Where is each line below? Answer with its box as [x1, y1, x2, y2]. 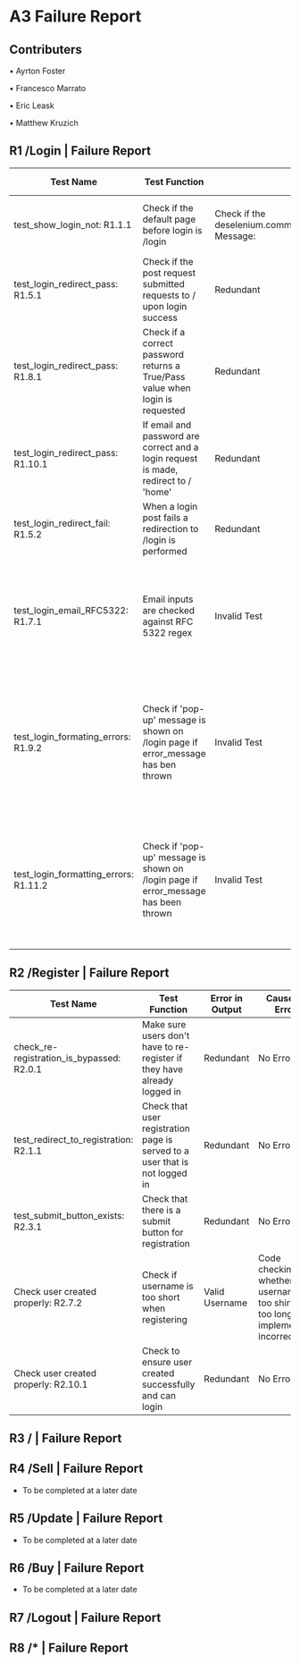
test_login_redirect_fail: [13, 517, 111, 529]
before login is [142, 224, 203, 236]
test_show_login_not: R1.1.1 [13, 218, 132, 231]
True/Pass [142, 370, 186, 383]
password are [142, 429, 200, 442]
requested [142, 404, 186, 417]
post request [142, 266, 196, 279]
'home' [142, 486, 172, 498]
